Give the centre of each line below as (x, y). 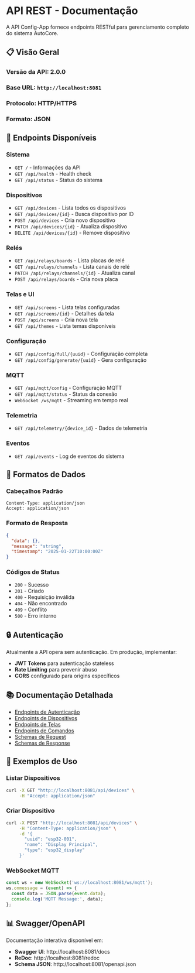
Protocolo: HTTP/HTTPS (42, 104)
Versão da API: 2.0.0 (36, 72)
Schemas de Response (42, 743)
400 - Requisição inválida (45, 597)
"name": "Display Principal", (61, 845)
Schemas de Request (40, 737)
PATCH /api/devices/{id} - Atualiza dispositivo (71, 226)
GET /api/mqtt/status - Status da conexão (66, 394)
